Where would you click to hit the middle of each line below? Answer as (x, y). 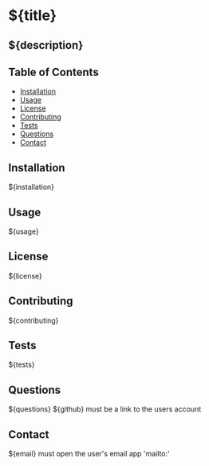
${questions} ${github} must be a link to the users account (105, 409)
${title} (33, 16)
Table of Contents (54, 72)
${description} (46, 45)
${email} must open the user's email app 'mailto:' (89, 454)
